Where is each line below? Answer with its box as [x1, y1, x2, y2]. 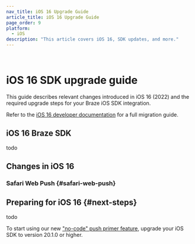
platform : [6, 25, 31, 32]
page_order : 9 [6, 20, 41, 26]
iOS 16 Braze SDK [6, 129, 72, 139]
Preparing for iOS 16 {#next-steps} [6, 198, 138, 208]
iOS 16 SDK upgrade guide [6, 74, 138, 87]
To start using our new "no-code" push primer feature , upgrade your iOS [6, 224, 184, 232]
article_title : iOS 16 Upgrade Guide [6, 14, 100, 20]
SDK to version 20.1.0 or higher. [6, 231, 83, 238]
